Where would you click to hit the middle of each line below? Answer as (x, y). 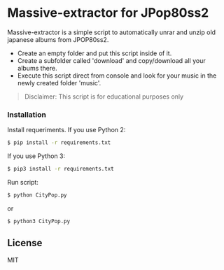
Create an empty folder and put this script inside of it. (94, 53)
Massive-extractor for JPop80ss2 (108, 13)
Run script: (23, 182)
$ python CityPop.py (37, 195)
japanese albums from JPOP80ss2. (58, 39)
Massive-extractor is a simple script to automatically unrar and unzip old (111, 32)
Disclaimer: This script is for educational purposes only (104, 97)
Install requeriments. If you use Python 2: (66, 130)
